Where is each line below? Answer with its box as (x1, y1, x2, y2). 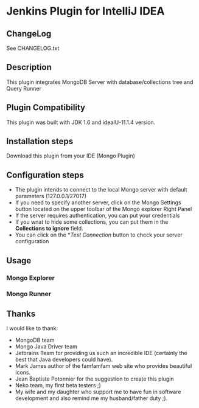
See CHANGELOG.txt (6, 44, 60, 52)
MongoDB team (15, 336, 55, 344)
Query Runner (6, 85, 41, 92)
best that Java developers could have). (15, 356, 113, 363)
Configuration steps (6, 170, 84, 180)
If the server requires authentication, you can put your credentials (15, 212, 180, 220)
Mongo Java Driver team (15, 343, 78, 350)
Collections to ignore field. (15, 225, 83, 232)
